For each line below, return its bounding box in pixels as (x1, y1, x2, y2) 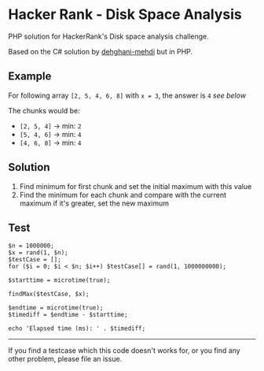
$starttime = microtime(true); (8, 276, 111, 284)
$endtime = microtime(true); (8, 304, 104, 312)
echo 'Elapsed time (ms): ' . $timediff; (8, 325, 146, 332)
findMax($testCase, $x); (8, 290, 90, 299)
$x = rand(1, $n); (8, 249, 68, 257)
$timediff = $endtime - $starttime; (8, 311, 128, 319)
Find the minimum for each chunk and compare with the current (19, 190, 226, 199)
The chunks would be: (8, 106, 80, 115)
